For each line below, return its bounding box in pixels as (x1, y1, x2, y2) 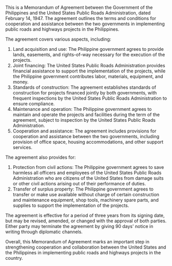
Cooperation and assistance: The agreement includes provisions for (12, 128, 157, 134)
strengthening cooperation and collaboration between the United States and (5, 244, 166, 250)
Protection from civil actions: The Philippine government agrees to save (12, 164, 164, 170)
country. (5, 255, 23, 261)
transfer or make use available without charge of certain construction (12, 192, 160, 197)
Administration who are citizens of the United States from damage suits (12, 175, 164, 181)
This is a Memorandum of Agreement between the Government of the (5, 5, 153, 10)
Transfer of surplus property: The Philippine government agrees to (12, 186, 154, 192)
